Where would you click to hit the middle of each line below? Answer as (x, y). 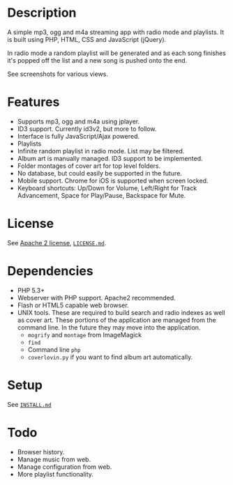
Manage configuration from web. (65, 467)
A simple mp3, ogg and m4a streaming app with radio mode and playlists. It (116, 32)
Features (33, 102)
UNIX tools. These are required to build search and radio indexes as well (121, 312)
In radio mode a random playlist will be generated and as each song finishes (117, 53)
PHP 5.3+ (31, 290)
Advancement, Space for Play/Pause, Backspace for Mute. (102, 195)
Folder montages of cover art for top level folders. (89, 166)
